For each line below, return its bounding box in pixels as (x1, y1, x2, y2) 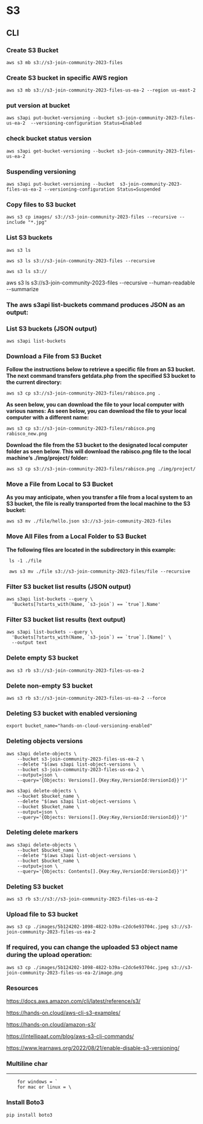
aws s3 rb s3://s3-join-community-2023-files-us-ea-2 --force (6, 695, 166, 701)
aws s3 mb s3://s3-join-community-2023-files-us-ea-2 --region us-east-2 (6, 87, 196, 94)
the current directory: (6, 379, 62, 386)
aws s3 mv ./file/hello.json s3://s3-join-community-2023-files (6, 518, 172, 524)
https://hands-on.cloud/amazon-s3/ (6, 1021, 96, 1028)
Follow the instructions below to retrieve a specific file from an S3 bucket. (6, 366, 195, 373)
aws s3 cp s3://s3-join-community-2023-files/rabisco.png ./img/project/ (6, 466, 196, 472)
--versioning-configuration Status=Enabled (30, 120, 142, 127)
